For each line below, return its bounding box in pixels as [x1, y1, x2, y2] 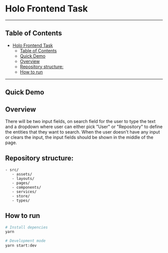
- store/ [11, 193, 30, 198]
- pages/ [11, 180, 30, 185]
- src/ [5, 167, 19, 172]
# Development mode [5, 238, 46, 243]
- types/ [11, 198, 30, 203]
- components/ [11, 184, 41, 190]
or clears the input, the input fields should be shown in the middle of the [5, 134, 153, 140]
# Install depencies [5, 224, 48, 230]
